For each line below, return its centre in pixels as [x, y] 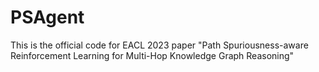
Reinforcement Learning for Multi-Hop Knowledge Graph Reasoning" [152, 55]
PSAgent [47, 17]
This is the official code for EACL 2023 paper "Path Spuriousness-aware [159, 45]
